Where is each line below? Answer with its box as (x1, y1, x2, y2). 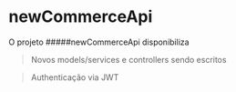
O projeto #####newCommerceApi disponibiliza (8, 36, 190, 47)
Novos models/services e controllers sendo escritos (30, 54, 227, 65)
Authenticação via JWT (30, 71, 119, 83)
